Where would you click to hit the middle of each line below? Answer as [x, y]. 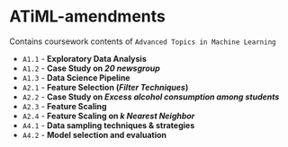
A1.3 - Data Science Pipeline [76, 77]
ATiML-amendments [88, 17]
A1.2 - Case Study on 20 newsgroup [91, 68]
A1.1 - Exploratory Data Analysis [84, 58]
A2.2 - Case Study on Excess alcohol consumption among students [151, 97]
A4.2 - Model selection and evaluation [94, 134]
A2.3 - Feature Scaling [64, 106]
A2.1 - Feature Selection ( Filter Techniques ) [105, 87]
